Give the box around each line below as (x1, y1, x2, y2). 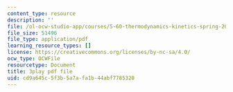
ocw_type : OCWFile (7, 55, 60, 62)
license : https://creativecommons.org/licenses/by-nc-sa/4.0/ (7, 49, 191, 56)
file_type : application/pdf (7, 36, 89, 43)
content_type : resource (7, 10, 76, 17)
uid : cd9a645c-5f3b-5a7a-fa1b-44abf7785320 (7, 74, 135, 82)
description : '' (7, 17, 54, 24)
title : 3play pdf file (7, 68, 73, 75)
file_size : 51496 (7, 29, 58, 37)
